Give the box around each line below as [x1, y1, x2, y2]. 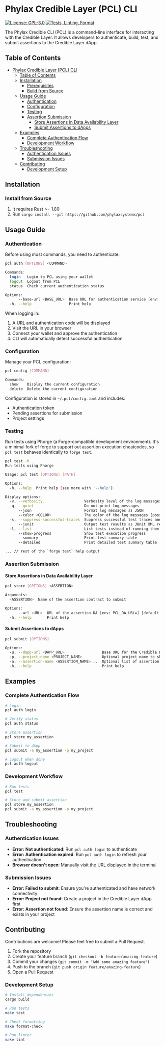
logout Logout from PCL [9, 279, 60, 284]
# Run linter [5, 1033, 32, 1038]
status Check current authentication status [9, 283, 105, 288]
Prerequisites [27, 83, 54, 88]
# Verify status [5, 716, 38, 721]
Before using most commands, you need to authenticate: [5, 251, 120, 257]
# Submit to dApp [5, 743, 41, 748]
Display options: [5, 495, 41, 499]
